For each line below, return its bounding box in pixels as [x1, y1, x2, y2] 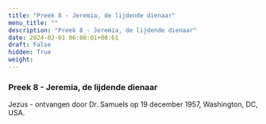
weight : [8, 56, 34, 64]
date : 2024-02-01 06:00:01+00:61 [8, 33, 119, 42]
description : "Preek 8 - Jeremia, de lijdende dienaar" [8, 26, 197, 34]
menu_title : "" [8, 19, 59, 27]
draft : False [8, 41, 52, 49]
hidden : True [8, 48, 52, 56]
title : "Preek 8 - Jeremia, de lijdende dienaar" [8, 11, 176, 20]
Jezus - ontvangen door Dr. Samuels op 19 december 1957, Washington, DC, [8, 100, 258, 109]
